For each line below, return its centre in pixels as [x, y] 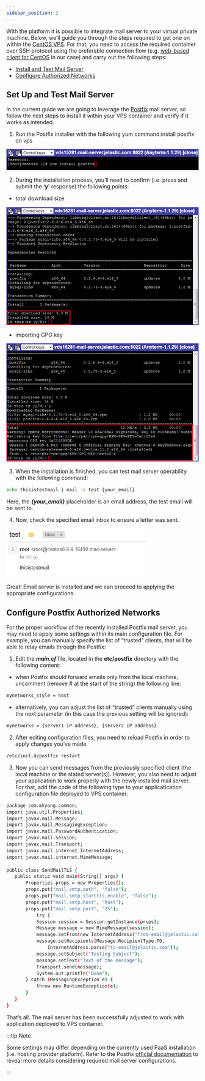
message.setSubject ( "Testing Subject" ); [88, 954]
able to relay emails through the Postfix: [56, 647]
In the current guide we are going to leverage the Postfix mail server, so [96, 110]
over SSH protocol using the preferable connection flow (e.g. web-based [98, 50]
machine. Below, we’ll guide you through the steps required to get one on [98, 37]
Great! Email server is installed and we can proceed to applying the [91, 587]
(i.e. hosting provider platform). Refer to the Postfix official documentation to [102, 1054]
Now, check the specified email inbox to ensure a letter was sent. [97, 520]
